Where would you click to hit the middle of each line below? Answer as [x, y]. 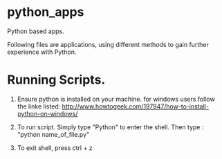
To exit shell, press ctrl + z [55, 148]
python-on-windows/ [47, 113]
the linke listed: [39, 106]
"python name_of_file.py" [53, 134]
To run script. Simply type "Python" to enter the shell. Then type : [110, 127]
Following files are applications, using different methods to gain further [108, 44]
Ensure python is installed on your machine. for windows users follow [116, 99]
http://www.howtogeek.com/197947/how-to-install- [136, 106]
